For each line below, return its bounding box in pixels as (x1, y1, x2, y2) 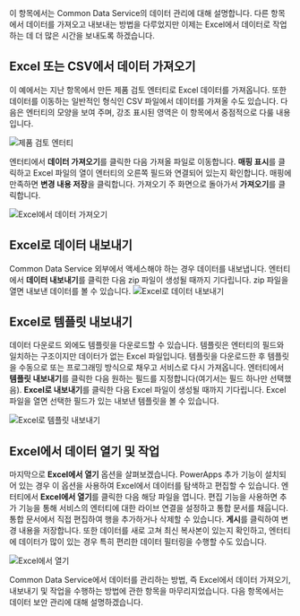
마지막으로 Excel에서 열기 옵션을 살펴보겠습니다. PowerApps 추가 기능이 (9, 469, 263, 480)
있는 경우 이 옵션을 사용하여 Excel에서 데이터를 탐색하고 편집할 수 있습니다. (18, 481, 279, 491)
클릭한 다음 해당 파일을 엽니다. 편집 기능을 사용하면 (100, 491, 278, 502)
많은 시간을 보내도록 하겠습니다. (44, 30, 155, 40)
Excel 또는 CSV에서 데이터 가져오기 (9, 59, 196, 74)
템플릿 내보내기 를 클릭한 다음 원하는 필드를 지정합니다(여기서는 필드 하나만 (9, 373, 269, 384)
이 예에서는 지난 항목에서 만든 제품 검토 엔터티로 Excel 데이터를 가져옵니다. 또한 (9, 84, 287, 95)
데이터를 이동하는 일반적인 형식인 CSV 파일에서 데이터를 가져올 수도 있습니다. (9, 95, 279, 106)
